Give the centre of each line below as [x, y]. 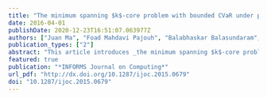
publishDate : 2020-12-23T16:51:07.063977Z [79, 30]
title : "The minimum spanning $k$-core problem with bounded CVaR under [131, 15]
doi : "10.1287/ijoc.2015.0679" [60, 81]
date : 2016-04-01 [37, 23]
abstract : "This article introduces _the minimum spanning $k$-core [124, 52]
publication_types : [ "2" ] [51, 45]
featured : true [33, 60]
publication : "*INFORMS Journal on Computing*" [89, 67]
